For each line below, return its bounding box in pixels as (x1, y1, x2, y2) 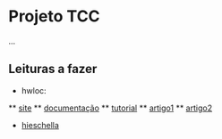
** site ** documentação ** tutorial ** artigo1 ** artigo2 (8, 102, 212, 113)
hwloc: (21, 85, 47, 95)
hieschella (21, 119, 60, 130)
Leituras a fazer (8, 61, 98, 77)
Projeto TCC (8, 6, 100, 27)
